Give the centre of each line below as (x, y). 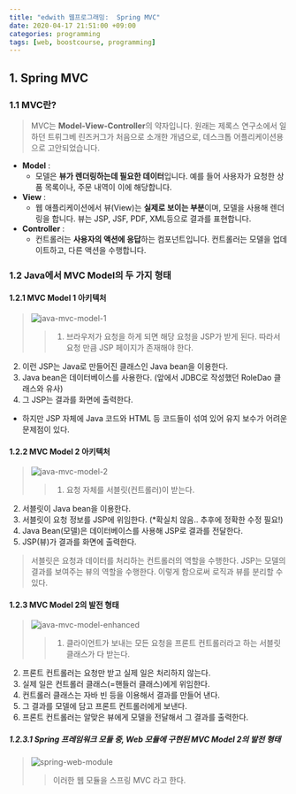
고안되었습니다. (73, 148)
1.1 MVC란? (33, 104)
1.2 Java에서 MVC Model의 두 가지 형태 (91, 275)
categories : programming (55, 34)
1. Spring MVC (49, 77)
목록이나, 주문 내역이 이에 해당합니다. (108, 187)
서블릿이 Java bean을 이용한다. (76, 509)
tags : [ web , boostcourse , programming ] (83, 42)
